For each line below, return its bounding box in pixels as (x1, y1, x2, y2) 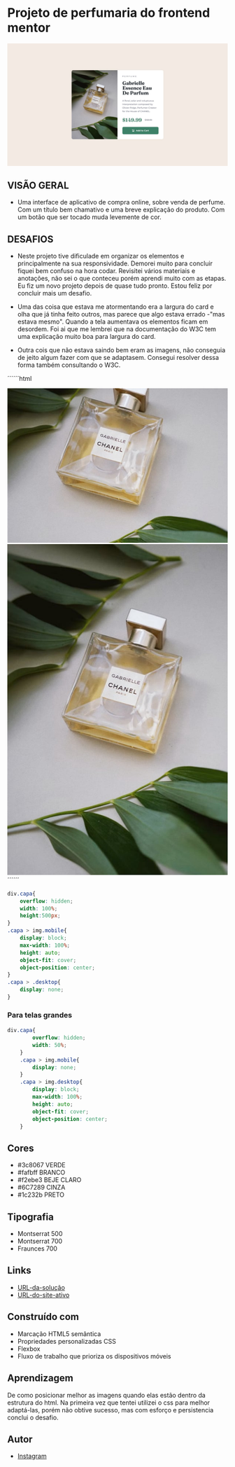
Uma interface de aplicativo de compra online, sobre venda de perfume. (17, 198, 226, 207)
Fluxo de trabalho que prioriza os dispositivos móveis (17, 1351, 171, 1360)
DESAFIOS (7, 233, 54, 245)
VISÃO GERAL (7, 179, 69, 191)
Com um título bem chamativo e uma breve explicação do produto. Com (17, 205, 225, 214)
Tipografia (7, 1211, 54, 1223)
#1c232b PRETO (17, 1190, 65, 1199)
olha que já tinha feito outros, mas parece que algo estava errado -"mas (17, 310, 225, 319)
